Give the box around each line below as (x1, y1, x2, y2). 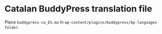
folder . (4, 24, 19, 30)
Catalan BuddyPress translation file (4, 3, 153, 14)
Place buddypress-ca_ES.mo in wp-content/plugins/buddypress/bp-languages (4, 19, 158, 25)
